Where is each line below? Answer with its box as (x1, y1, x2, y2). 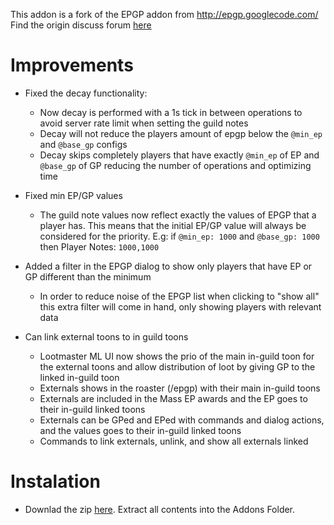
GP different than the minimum (24, 270, 152, 283)
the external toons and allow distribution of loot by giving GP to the (39, 360, 316, 373)
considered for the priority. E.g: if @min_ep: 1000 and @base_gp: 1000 (39, 230, 320, 242)
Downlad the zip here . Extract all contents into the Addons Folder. (24, 503, 296, 515)
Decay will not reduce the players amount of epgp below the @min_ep (39, 127, 323, 139)
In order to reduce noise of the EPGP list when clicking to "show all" (39, 290, 320, 302)
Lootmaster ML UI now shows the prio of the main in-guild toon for (39, 350, 315, 362)
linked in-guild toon (39, 371, 120, 383)
